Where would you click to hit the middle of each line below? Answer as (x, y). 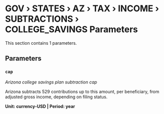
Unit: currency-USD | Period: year (40, 106)
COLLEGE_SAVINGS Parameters (72, 29)
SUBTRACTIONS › (42, 19)
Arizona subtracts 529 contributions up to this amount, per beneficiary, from (82, 91)
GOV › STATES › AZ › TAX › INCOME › (82, 9)
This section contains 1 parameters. (41, 43)
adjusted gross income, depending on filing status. (56, 97)
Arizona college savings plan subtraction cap (51, 82)
